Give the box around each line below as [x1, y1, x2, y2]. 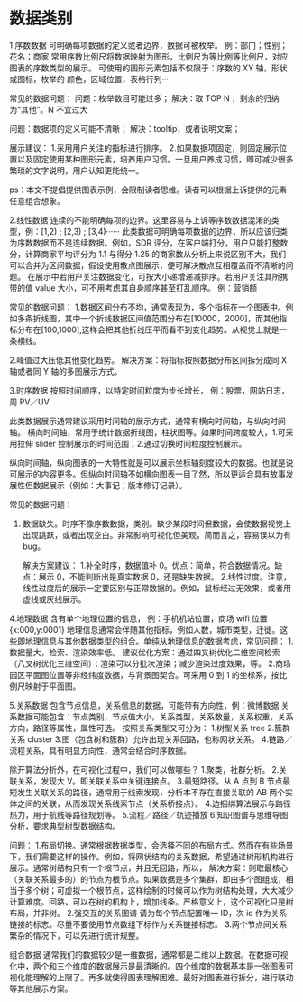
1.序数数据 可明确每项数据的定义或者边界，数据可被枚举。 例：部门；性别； [9, 40, 289, 51]
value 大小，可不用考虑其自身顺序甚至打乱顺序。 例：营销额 [34, 282, 258, 293]
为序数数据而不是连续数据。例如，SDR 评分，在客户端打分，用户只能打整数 [9, 237, 289, 248]
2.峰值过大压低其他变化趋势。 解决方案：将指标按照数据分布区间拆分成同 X [9, 354, 287, 366]
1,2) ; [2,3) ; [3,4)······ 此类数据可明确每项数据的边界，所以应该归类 [43, 226, 289, 237]
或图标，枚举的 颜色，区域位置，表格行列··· [9, 73, 170, 84]
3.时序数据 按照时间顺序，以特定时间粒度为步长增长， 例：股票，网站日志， [9, 385, 290, 395]
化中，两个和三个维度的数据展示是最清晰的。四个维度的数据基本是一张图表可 [9, 960, 294, 971]
